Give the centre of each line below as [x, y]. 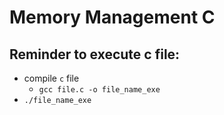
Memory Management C [112, 17]
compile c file [51, 78]
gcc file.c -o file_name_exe [99, 90]
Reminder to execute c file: [95, 54]
